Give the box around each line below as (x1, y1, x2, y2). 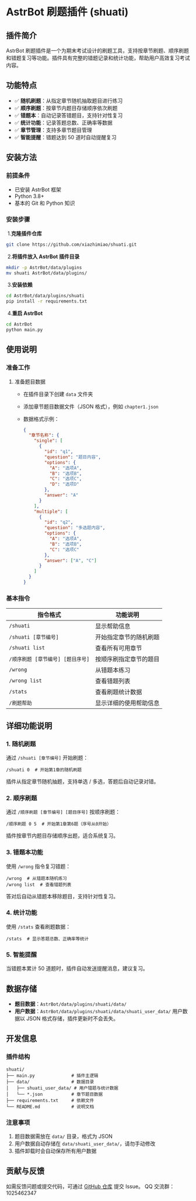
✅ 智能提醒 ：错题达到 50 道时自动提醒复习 (14, 133, 117, 140)
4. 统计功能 (6, 908, 37, 917)
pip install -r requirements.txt (6, 298, 87, 304)
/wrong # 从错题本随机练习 (6, 876, 67, 881)
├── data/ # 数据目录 (6, 1079, 94, 1085)
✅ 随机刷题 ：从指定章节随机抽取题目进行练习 (14, 97, 123, 104)
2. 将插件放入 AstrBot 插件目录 (7, 253, 80, 260)
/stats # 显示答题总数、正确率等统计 (6, 936, 89, 942)
